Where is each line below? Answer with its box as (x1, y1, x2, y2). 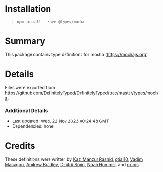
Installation (5, 3, 51, 15)
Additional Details (5, 107, 48, 114)
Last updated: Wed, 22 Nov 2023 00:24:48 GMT (12, 118, 109, 124)
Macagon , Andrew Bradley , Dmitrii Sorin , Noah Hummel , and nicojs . (5, 162, 140, 168)
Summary (5, 35, 45, 47)
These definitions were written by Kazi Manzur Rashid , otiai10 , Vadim (5, 156, 143, 162)
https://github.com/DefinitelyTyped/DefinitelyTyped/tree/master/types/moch (5, 90, 158, 96)
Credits (5, 140, 35, 152)
